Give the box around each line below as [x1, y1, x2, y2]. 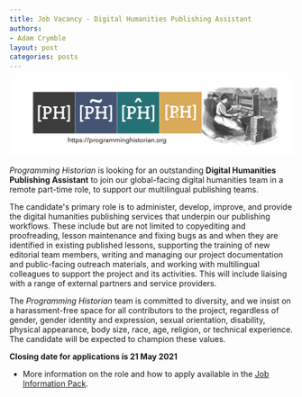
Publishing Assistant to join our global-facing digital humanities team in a [9, 175, 284, 185]
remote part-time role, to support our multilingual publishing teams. [9, 185, 259, 195]
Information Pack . [22, 378, 88, 389]
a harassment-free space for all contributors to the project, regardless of [9, 305, 279, 316]
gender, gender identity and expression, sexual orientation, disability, [9, 315, 266, 326]
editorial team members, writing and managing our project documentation [9, 249, 284, 260]
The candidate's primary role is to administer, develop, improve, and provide [9, 202, 293, 212]
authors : [9, 23, 42, 33]
